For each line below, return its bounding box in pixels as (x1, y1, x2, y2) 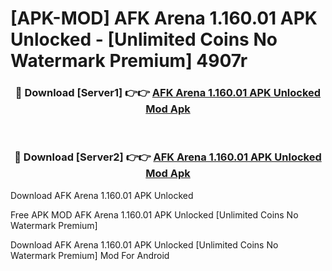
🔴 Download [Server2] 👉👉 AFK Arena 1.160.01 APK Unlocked (14, 150, 322, 164)
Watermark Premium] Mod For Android (10, 249, 170, 261)
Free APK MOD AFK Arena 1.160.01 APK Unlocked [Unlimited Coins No (10, 208, 299, 221)
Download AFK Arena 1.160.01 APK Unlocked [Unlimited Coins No (10, 238, 279, 251)
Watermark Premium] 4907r (10, 50, 248, 72)
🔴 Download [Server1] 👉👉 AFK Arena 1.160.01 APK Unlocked (14, 86, 322, 100)
